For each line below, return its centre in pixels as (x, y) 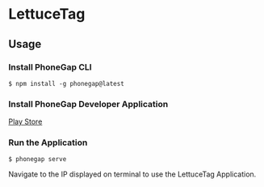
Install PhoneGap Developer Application (88, 104)
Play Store (25, 121)
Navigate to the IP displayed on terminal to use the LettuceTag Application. (132, 174)
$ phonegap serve (38, 159)
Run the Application (48, 142)
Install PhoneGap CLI (50, 67)
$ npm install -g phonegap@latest (67, 83)
